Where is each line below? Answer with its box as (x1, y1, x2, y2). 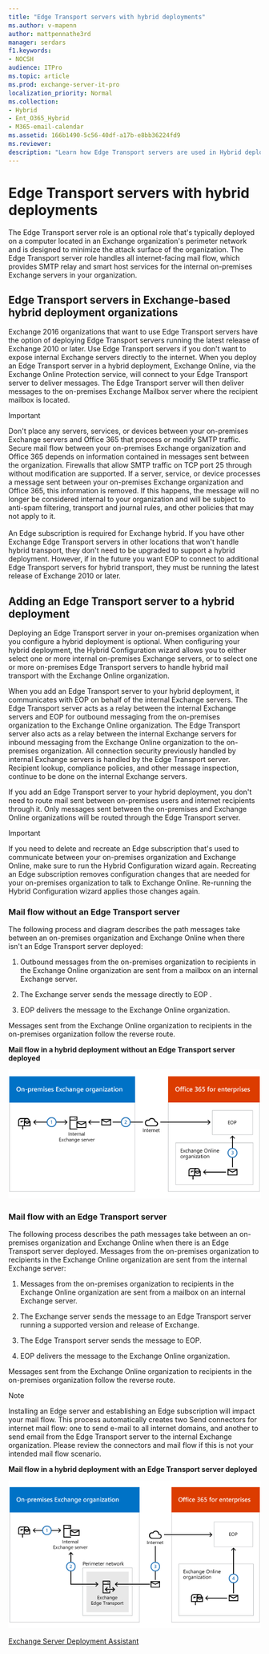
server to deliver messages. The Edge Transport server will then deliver (8, 378, 244, 388)
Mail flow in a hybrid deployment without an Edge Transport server (8, 1045, 235, 1055)
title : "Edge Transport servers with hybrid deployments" (8, 13, 206, 21)
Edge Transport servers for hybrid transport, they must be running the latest (8, 562, 259, 573)
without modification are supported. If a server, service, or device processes (8, 469, 261, 479)
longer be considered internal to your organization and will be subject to (8, 494, 246, 505)
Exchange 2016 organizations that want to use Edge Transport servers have (8, 327, 259, 337)
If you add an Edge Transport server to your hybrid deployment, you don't (8, 787, 252, 797)
